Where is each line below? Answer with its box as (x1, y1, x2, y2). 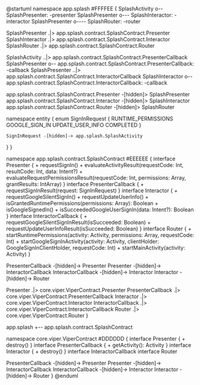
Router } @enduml (33, 372, 79, 379)
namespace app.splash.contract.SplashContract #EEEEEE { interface (6, 155, 176, 162)
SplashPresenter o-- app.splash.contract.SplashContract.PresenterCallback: (6, 60, 195, 67)
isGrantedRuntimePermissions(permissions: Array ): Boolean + (6, 200, 159, 207)
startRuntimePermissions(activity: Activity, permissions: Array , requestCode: (6, 232, 195, 238)
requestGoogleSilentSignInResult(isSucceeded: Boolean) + (6, 219, 151, 226)
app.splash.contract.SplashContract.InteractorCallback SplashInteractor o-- (6, 73, 193, 80)
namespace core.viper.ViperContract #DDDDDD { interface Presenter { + (6, 335, 186, 342)
